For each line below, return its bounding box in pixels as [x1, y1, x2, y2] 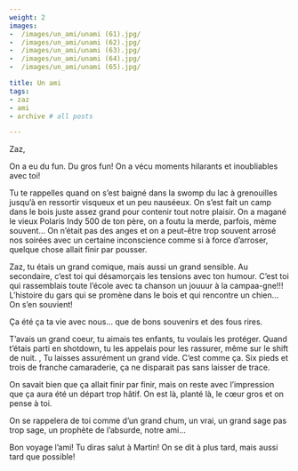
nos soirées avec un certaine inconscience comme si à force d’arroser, [9, 235, 269, 245]
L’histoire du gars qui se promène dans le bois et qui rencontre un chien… [9, 290, 279, 300]
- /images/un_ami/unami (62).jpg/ [9, 37, 141, 47]
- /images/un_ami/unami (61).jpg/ [9, 29, 141, 38]
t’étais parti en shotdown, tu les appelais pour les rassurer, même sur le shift [9, 343, 289, 354]
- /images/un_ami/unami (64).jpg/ [9, 54, 141, 63]
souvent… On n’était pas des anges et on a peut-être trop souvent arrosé [9, 226, 277, 236]
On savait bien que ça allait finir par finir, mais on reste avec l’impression [9, 379, 275, 390]
